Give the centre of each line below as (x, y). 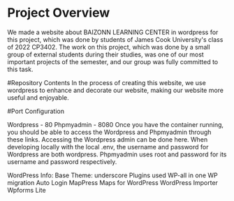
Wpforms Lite (27, 190)
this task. (20, 69)
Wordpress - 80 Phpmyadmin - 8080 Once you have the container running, (116, 124)
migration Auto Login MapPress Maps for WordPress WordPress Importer (113, 182)
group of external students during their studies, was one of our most (105, 54)
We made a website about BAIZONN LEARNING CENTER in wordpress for (113, 32)
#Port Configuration (36, 111)
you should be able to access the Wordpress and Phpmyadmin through (109, 132)
